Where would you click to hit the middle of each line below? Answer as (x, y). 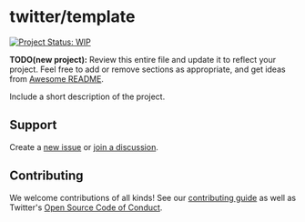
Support (33, 125)
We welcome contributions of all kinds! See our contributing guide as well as (153, 197)
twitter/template (72, 17)
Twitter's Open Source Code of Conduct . (86, 207)
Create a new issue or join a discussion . (84, 146)
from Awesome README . (57, 78)
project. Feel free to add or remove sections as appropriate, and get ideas (147, 69)
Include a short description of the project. (87, 96)
